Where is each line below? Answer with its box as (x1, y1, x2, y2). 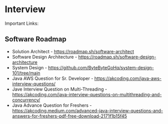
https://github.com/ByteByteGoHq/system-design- (48, 64, 154, 70)
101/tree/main (12, 70, 40, 76)
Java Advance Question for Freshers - (12, 102, 92, 108)
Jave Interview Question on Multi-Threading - (12, 86, 107, 92)
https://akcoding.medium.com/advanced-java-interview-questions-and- (12, 107, 163, 113)
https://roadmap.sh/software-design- (78, 54, 156, 60)
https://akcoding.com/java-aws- (94, 75, 162, 81)
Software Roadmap (5, 35, 67, 44)
